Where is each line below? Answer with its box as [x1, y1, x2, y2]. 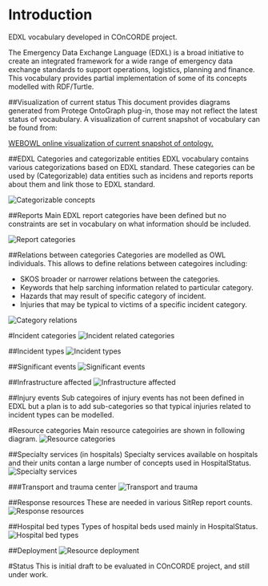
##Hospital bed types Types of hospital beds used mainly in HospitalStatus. [8, 521, 258, 531]
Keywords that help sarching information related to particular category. [19, 282, 254, 292]
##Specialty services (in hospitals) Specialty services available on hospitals [8, 449, 258, 459]
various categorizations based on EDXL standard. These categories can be [8, 162, 256, 172]
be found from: [8, 123, 58, 132]
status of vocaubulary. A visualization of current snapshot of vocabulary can [8, 114, 261, 123]
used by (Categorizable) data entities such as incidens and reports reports [8, 171, 254, 180]
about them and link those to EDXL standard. [8, 179, 156, 189]
